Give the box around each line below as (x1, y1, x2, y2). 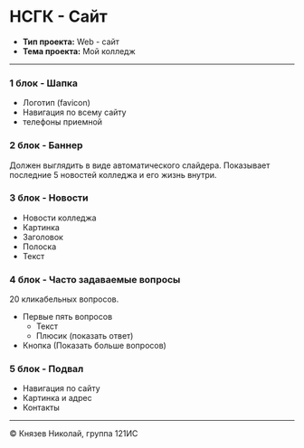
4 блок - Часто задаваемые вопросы (9, 273, 181, 285)
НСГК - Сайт (9, 6, 109, 27)
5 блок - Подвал (9, 363, 84, 376)
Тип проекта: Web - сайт (22, 36, 120, 47)
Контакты (22, 402, 61, 413)
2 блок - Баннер (9, 139, 83, 152)
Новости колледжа (22, 212, 97, 223)
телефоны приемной (22, 117, 102, 127)
